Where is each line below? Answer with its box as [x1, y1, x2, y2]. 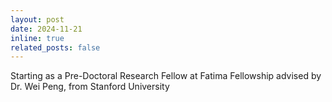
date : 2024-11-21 [10, 24, 83, 34]
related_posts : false [10, 42, 101, 53]
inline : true [10, 33, 65, 43]
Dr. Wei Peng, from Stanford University [10, 81, 170, 93]
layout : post [10, 14, 65, 25]
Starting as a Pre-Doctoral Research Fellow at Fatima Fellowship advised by [10, 70, 322, 82]
